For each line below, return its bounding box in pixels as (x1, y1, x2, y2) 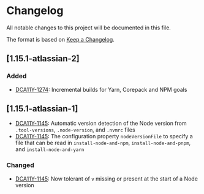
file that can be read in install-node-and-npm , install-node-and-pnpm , (15, 139, 191, 147)
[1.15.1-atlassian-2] (6, 53, 80, 64)
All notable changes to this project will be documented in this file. (6, 24, 172, 31)
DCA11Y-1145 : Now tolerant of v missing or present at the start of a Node (15, 175, 198, 182)
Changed (6, 161, 35, 170)
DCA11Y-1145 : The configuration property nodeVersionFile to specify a (15, 133, 193, 140)
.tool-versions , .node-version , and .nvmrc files (15, 126, 136, 133)
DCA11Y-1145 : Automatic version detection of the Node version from (15, 120, 187, 127)
